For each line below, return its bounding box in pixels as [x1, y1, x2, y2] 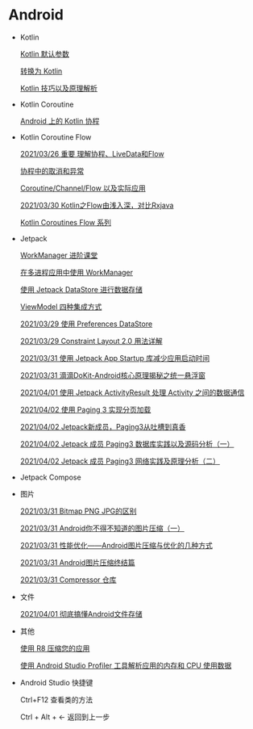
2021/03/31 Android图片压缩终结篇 [19, 557, 135, 567]
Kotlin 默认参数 [19, 48, 70, 58]
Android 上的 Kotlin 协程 [19, 115, 100, 126]
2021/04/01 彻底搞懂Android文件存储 [19, 609, 143, 618]
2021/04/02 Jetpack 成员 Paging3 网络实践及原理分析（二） [19, 456, 220, 466]
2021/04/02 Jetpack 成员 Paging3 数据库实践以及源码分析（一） [19, 438, 234, 449]
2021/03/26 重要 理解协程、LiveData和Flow [19, 149, 164, 158]
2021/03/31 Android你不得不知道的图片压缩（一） [19, 523, 185, 533]
